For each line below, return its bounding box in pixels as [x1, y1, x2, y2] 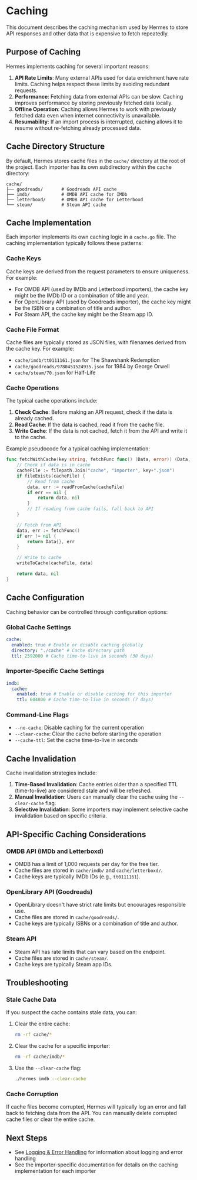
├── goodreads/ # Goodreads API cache [6, 186, 117, 192]
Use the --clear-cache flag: [14, 1064, 82, 1071]
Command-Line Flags [6, 711, 69, 719]
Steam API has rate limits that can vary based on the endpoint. [14, 948, 166, 955]
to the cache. [14, 434, 47, 441]
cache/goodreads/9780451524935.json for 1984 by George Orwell [14, 362, 170, 370]
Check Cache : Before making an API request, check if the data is [14, 408, 172, 416]
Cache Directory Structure [6, 142, 105, 152]
